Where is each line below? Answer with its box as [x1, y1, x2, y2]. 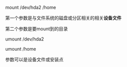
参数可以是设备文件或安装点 [5, 56, 64, 62]
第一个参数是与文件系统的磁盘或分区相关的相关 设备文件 [5, 15, 121, 21]
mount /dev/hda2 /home [5, 5, 56, 10]
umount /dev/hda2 [5, 36, 44, 42]
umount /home [5, 46, 37, 52]
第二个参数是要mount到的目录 [5, 26, 68, 32]
